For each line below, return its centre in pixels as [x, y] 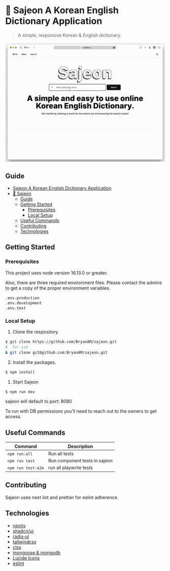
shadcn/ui [23, 531]
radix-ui [21, 536]
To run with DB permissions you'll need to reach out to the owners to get [81, 411]
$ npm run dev [20, 392]
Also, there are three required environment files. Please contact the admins [84, 282]
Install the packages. [34, 362]
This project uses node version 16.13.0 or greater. [57, 273]
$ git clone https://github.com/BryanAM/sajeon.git [61, 342]
